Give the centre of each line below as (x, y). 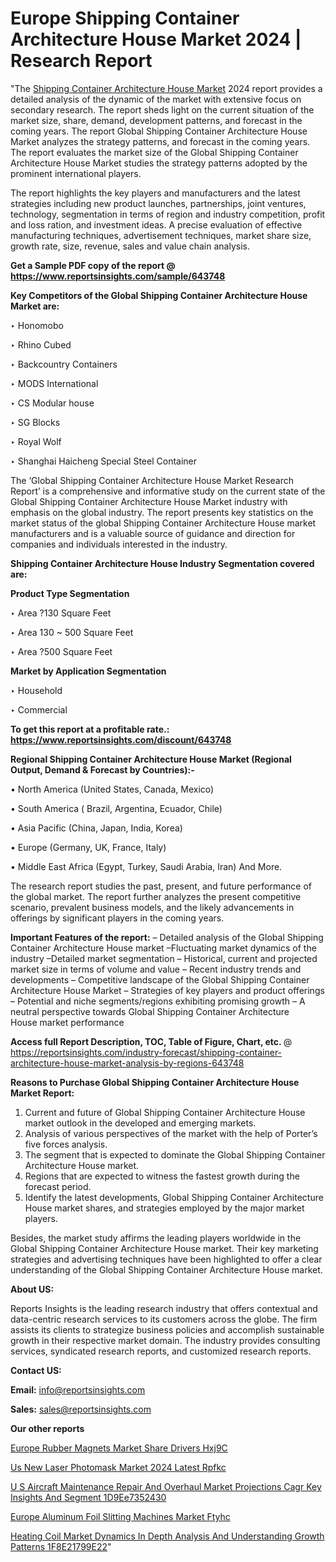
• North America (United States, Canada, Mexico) (112, 789)
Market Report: (42, 1093)
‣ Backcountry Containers (64, 364)
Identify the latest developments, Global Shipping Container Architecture (174, 1197)
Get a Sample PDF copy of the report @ (93, 265)
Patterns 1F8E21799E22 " (61, 1546)
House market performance (67, 1022)
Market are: (35, 306)
